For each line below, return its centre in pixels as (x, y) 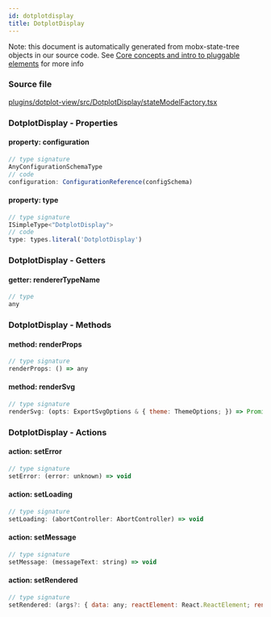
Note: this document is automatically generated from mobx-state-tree (124, 46)
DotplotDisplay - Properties (63, 123)
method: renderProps (45, 344)
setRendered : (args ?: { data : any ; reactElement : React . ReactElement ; (129, 605)
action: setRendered (43, 580)
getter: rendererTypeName (54, 279)
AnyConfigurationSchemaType (56, 166)
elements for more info (46, 63)
